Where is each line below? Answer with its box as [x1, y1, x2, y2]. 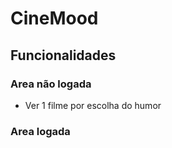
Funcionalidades [10, 47, 117, 64]
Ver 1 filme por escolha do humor [24, 99, 162, 111]
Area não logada [10, 77, 92, 91]
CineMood [10, 7, 99, 30]
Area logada [10, 124, 71, 138]
